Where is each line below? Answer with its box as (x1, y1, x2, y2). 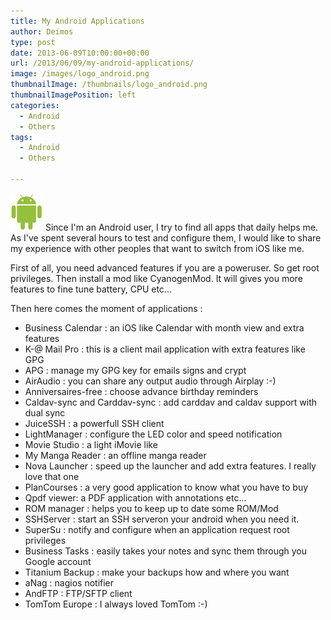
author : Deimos (10, 26, 74, 37)
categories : (10, 100, 60, 110)
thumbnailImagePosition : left (10, 90, 137, 100)
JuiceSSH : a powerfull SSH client (24, 417, 165, 429)
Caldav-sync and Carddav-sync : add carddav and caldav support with (24, 396, 318, 408)
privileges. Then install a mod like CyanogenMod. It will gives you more (10, 272, 303, 284)
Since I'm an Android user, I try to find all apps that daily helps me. (44, 221, 319, 233)
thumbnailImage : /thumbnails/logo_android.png (10, 80, 208, 90)
